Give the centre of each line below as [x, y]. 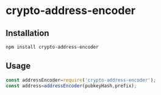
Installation [27, 33]
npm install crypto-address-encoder [52, 47]
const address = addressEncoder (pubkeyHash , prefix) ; [71, 86]
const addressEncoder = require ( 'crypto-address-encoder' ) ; [81, 80]
